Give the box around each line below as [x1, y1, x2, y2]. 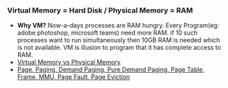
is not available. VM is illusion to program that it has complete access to [17, 44, 221, 52]
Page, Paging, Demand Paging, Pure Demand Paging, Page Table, [17, 65, 205, 74]
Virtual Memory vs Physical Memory [17, 58, 121, 67]
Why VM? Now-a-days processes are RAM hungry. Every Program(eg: [17, 21, 220, 30]
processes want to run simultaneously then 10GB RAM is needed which [17, 36, 220, 44]
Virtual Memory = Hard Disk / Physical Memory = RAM [7, 6, 193, 15]
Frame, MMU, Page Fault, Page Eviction [17, 73, 130, 81]
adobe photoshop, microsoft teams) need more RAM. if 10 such [17, 28, 198, 37]
